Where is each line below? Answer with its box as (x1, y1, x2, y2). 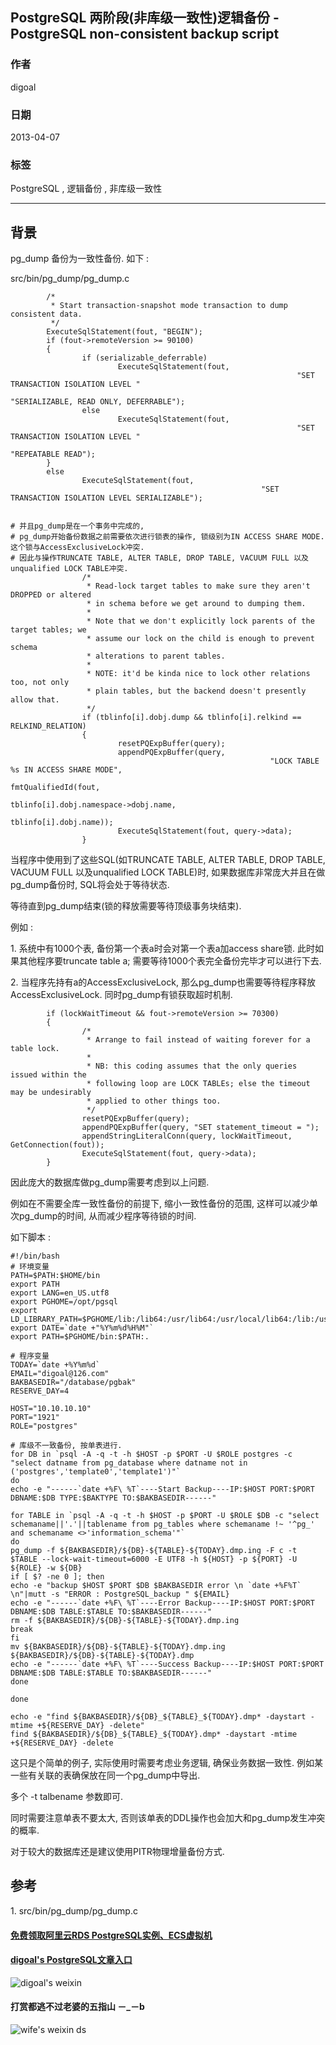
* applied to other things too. (86, 1096, 222, 1107)
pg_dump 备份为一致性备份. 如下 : (10, 253, 150, 265)
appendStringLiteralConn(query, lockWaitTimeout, (81, 1131, 293, 1142)
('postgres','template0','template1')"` (10, 1467, 182, 1477)
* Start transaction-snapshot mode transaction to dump (50, 301, 288, 311)
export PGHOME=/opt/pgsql (10, 1297, 118, 1307)
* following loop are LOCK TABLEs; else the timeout (86, 1079, 311, 1089)
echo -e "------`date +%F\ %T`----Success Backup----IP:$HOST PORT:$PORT (10, 1659, 325, 1670)
